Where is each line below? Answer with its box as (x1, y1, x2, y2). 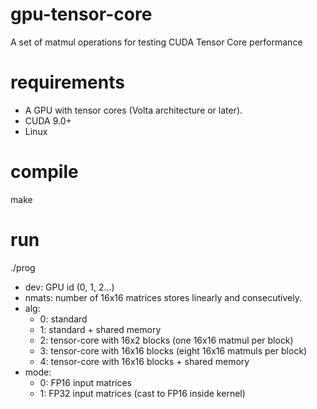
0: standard (39, 313, 88, 325)
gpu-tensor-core (10, 3, 153, 26)
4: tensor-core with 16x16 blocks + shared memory (39, 355, 250, 367)
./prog (10, 261, 36, 273)
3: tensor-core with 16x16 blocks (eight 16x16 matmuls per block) (39, 344, 308, 357)
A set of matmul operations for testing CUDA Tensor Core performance (10, 36, 303, 48)
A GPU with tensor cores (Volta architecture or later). (24, 104, 243, 116)
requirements (10, 71, 125, 94)
